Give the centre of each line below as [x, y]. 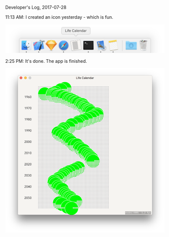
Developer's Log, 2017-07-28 [36, 7]
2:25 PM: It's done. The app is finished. [46, 61]
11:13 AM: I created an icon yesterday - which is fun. [59, 17]
